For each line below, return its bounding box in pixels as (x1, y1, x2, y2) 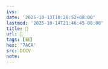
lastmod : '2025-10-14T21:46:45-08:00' (6, 20, 104, 26)
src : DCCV (6, 48, 31, 54)
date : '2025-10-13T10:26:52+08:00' (6, 14, 96, 20)
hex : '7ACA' (6, 43, 36, 49)
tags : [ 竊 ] (6, 37, 33, 43)
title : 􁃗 (6, 25, 28, 32)
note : (6, 53, 20, 59)
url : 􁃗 (6, 31, 23, 37)
